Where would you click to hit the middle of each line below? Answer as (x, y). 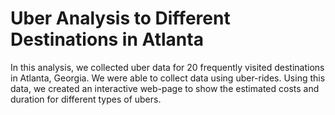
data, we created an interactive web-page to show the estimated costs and (165, 88)
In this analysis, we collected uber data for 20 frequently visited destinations (167, 67)
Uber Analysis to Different (120, 18)
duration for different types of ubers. (86, 99)
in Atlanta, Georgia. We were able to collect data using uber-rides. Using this (168, 78)
